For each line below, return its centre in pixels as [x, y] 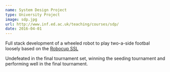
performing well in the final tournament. [47, 64]
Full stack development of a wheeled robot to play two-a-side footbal [78, 43]
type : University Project [32, 15]
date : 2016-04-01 [24, 29]
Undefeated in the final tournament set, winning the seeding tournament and [85, 58]
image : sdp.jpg [21, 19]
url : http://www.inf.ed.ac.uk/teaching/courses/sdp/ [62, 24]
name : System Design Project [36, 10]
